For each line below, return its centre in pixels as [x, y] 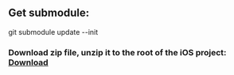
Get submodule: [49, 13]
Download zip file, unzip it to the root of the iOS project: [117, 52]
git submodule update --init [53, 32]
